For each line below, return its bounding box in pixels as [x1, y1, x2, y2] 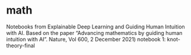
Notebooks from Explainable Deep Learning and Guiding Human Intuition [6, 23, 185, 30]
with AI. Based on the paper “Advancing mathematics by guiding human [6, 29, 183, 36]
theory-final [6, 42, 35, 49]
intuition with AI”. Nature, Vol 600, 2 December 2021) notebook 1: [6, 35, 166, 43]
